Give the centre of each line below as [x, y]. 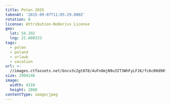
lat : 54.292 [23, 33]
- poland [19, 52]
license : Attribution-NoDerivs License [48, 24]
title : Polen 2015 [25, 10]
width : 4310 [23, 85]
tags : [11, 43]
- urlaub [19, 57]
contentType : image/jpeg [32, 94]
